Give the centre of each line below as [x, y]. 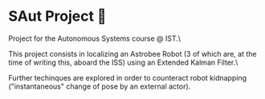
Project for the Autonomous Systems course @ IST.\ [95, 38]
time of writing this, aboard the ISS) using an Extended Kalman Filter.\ [123, 62]
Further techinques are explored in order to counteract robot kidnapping [128, 77]
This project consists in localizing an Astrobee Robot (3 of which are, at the [132, 53]
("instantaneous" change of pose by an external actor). [100, 86]
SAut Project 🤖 [57, 16]
